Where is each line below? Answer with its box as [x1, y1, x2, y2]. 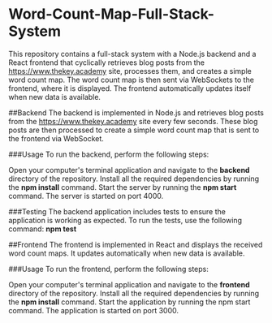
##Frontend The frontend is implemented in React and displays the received [8, 239, 263, 249]
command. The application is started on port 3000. [8, 305, 179, 315]
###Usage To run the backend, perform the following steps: [8, 149, 209, 159]
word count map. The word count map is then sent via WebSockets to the [8, 75, 254, 84]
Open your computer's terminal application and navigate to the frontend [8, 279, 250, 289]
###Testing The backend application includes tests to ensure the [8, 206, 226, 216]
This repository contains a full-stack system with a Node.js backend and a [8, 49, 257, 58]
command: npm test [8, 224, 77, 234]
